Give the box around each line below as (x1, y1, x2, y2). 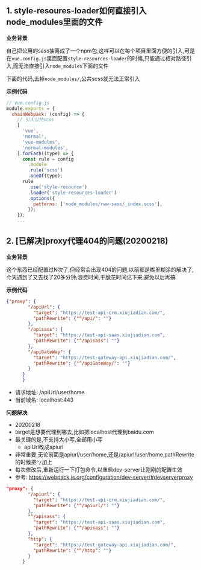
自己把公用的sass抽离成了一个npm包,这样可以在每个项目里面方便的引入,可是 (6, 47, 196, 54)
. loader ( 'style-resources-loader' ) (28, 190, 117, 196)
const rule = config (22, 156, 74, 162)
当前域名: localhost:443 (14, 396, 74, 403)
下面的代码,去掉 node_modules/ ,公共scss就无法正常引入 (6, 75, 140, 82)
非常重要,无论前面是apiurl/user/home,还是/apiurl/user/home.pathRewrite (14, 451, 194, 458)
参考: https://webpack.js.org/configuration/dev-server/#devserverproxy (14, 473, 193, 481)
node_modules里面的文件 (6, 17, 103, 27)
